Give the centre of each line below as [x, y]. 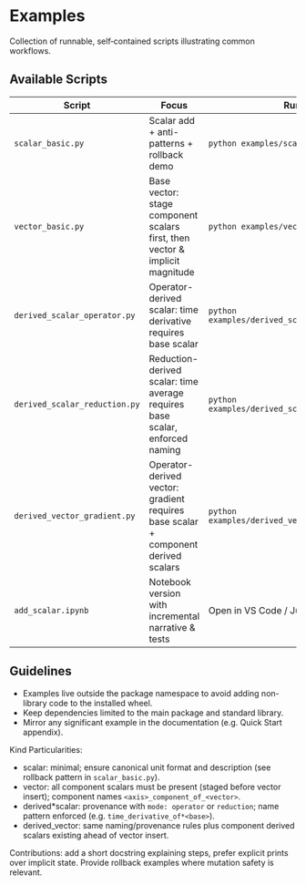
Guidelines [41, 671]
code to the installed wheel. [101, 703]
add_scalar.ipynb [51, 610]
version [165, 593]
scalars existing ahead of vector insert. [96, 835]
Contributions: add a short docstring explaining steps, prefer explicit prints [149, 852]
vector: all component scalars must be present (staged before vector [152, 787]
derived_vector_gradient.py [75, 515]
